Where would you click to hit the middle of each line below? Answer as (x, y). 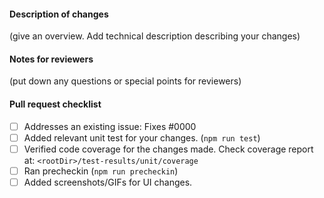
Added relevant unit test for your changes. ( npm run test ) (142, 137)
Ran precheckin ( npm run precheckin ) (101, 171)
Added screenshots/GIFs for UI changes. (108, 182)
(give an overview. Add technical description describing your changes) (155, 36)
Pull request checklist (55, 104)
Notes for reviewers (51, 59)
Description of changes (59, 14)
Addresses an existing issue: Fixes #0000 (110, 126)
